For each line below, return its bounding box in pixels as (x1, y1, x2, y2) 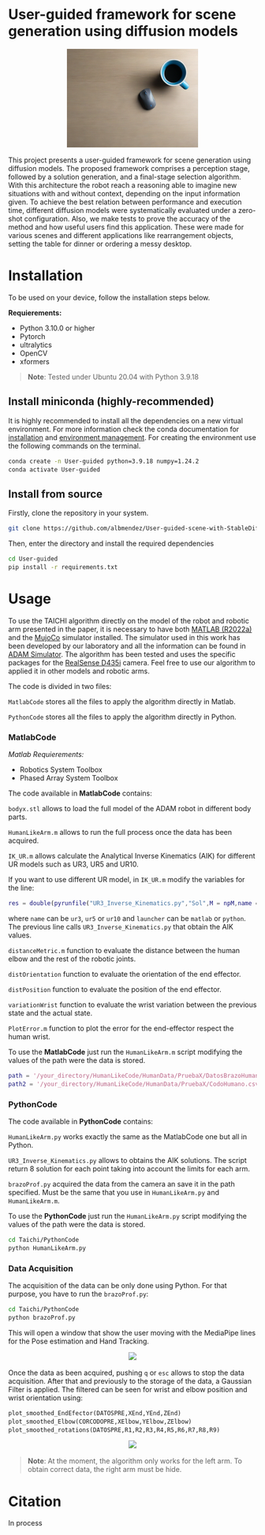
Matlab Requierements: (8, 750, 84, 759)
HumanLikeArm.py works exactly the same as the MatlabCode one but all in (8, 1132, 247, 1142)
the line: (8, 883, 35, 892)
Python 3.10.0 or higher (19, 323, 95, 333)
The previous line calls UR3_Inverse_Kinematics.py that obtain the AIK (8, 922, 234, 931)
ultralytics (19, 340, 53, 349)
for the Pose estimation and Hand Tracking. (8, 1336, 150, 1346)
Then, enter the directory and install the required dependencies (8, 538, 215, 549)
